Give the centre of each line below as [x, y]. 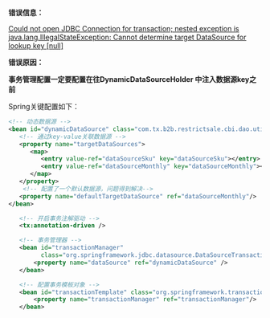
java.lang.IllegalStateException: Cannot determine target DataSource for [127, 37]
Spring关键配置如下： [44, 106]
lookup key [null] [36, 46]
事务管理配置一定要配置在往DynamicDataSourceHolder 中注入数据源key [129, 79]
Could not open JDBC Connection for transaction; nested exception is [124, 29]
